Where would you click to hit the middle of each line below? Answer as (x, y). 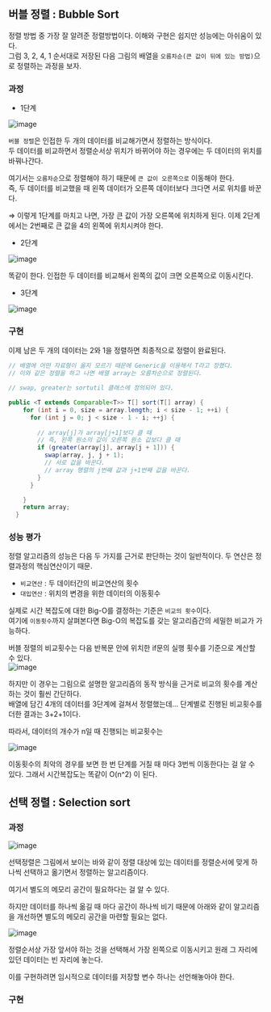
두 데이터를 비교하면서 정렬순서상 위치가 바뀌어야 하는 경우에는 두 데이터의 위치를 (135, 151)
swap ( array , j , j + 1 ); (84, 455)
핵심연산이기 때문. (64, 566)
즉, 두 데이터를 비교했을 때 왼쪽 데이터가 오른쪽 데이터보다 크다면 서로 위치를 (128, 188)
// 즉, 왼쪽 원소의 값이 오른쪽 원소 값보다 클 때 (109, 440)
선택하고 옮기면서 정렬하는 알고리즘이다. (86, 872)
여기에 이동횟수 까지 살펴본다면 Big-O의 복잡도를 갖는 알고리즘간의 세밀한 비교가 (131, 621)
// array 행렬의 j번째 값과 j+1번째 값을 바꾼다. (117, 470)
